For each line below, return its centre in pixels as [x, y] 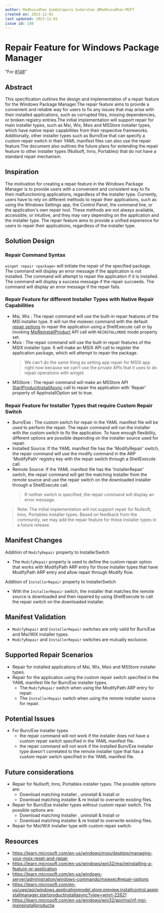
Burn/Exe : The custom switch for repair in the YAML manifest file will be [85, 422]
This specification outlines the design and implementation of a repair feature [82, 99]
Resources [22, 841]
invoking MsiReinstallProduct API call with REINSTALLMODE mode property [85, 332]
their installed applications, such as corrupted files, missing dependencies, [81, 115]
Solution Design [30, 241]
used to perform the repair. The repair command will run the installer [81, 428]
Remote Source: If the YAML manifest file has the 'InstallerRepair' [78, 470]
